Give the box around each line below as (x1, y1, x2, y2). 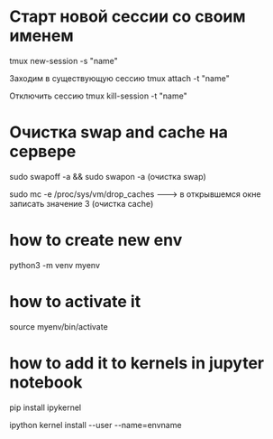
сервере (9, 142, 77, 162)
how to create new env (9, 230, 183, 250)
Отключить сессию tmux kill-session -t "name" (9, 90, 187, 101)
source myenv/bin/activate (9, 321, 108, 332)
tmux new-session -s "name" (9, 55, 119, 66)
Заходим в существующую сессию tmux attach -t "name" (9, 72, 230, 83)
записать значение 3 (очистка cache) (9, 198, 154, 209)
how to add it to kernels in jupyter (9, 352, 265, 373)
